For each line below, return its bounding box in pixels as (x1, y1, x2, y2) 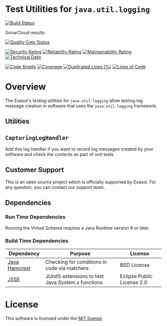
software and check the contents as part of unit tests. (5, 152, 115, 158)
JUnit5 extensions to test (45, 272, 104, 279)
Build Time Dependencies (5, 237, 69, 244)
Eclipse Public (120, 272, 153, 279)
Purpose (70, 250, 91, 257)
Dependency (8, 250, 40, 257)
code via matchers (45, 264, 89, 271)
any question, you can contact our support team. (5, 184, 105, 190)
